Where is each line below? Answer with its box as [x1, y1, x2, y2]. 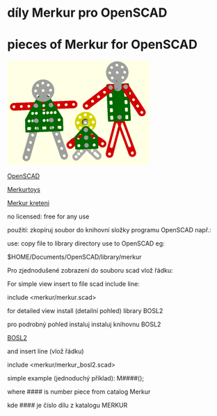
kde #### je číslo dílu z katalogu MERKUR [7, 401, 128, 410]
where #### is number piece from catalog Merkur [7, 387, 151, 396]
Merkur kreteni [7, 199, 50, 207]
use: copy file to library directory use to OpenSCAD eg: [7, 239, 165, 248]
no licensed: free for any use [7, 212, 90, 221]
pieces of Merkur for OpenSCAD [7, 37, 198, 53]
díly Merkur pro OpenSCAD [7, 5, 168, 21]
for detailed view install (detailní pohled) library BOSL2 [7, 307, 163, 315]
